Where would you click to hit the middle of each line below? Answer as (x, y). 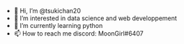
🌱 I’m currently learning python (58, 25)
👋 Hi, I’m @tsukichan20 (47, 11)
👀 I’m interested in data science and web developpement (95, 18)
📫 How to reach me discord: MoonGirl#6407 (79, 34)
